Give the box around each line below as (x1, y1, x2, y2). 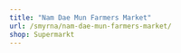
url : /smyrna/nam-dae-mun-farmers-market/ (9, 22, 172, 31)
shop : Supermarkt (9, 30, 75, 39)
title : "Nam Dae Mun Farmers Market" (9, 13, 152, 22)
